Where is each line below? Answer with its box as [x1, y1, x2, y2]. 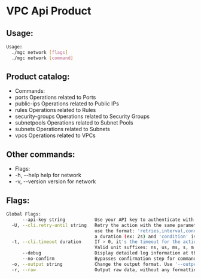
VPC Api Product [6, 4, 92, 18]
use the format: [95, 228, 135, 234]
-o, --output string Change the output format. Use [11, 261, 172, 267]
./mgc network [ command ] [11, 55, 74, 61]
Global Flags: [6, 211, 42, 217]
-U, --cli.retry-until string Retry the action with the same [11, 222, 175, 228]
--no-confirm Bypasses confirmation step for [22, 256, 175, 262]
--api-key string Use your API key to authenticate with [22, 217, 194, 223]
